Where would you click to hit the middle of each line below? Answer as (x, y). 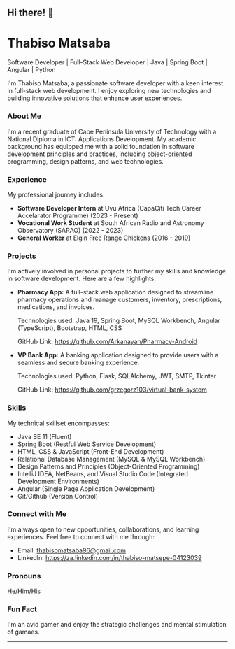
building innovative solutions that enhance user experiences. (95, 98)
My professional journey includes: (56, 194)
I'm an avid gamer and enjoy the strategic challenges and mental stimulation (117, 625)
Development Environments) (58, 481)
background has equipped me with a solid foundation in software (101, 146)
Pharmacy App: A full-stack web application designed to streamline (115, 292)
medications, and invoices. (56, 307)
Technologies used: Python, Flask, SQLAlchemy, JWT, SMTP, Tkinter (117, 376)
